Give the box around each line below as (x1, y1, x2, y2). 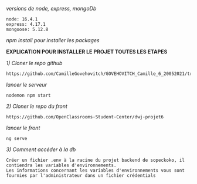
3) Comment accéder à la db (6, 146, 76, 153)
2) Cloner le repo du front (6, 103, 67, 110)
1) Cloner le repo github (6, 60, 63, 66)
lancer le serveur (6, 81, 47, 88)
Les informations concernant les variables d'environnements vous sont (6, 168, 185, 173)
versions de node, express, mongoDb (6, 5, 97, 12)
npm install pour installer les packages (6, 37, 100, 43)
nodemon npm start (6, 93, 51, 98)
